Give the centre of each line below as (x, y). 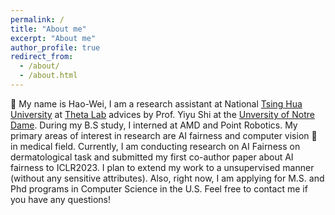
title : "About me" (48, 29)
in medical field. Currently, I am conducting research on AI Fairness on (155, 146)
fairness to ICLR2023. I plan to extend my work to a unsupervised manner (162, 167)
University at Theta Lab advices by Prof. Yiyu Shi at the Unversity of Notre (162, 114)
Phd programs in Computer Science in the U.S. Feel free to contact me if (159, 188)
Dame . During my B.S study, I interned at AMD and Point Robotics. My (154, 125)
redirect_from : (42, 57)
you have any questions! (61, 199)
